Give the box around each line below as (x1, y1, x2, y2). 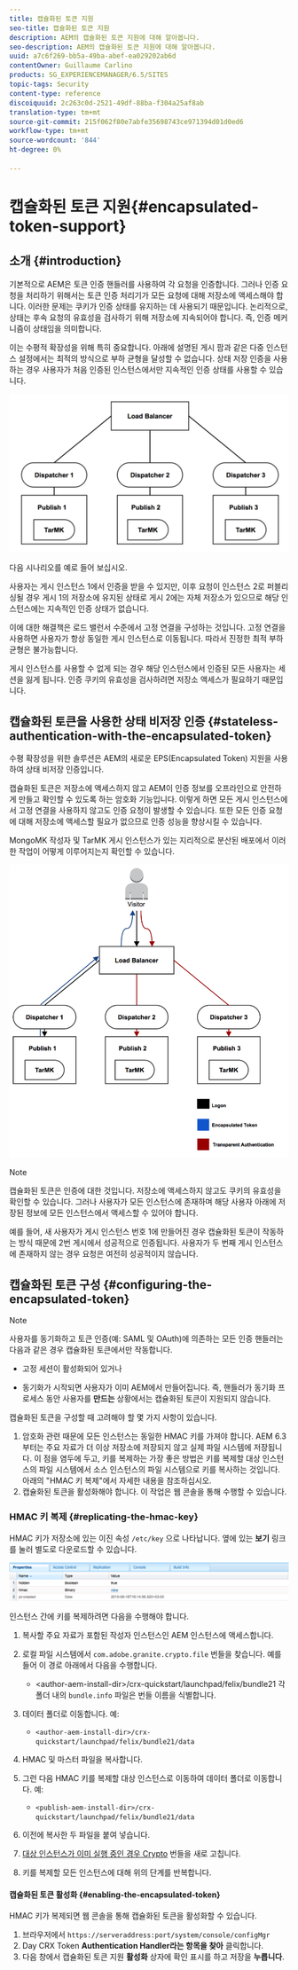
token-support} (9, 216, 127, 236)
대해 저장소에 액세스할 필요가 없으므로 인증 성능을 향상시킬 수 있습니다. (18, 816, 263, 827)
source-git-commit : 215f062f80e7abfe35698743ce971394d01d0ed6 (9, 117, 244, 126)
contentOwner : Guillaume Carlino (9, 61, 133, 70)
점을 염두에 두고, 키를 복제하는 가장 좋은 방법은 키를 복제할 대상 (43, 1453, 261, 1464)
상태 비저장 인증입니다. (25, 764, 105, 775)
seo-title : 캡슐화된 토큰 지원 (9, 23, 110, 33)
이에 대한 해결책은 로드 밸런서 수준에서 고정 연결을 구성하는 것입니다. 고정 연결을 (9, 622, 286, 633)
